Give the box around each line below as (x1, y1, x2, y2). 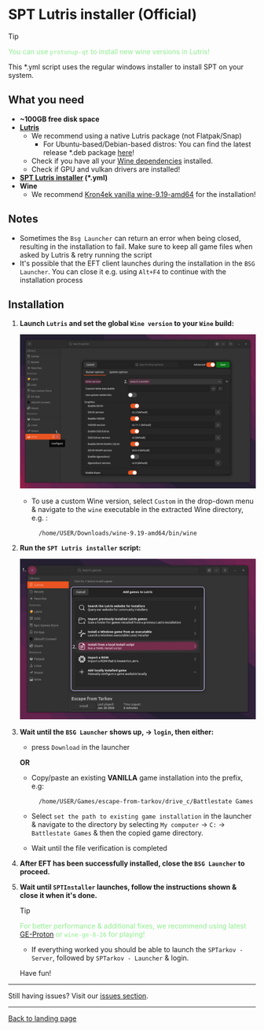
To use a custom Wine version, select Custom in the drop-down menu (31, 496, 254, 506)
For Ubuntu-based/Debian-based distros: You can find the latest (42, 139, 251, 149)
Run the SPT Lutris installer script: (19, 543, 141, 552)
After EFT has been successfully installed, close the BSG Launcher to (19, 859, 245, 868)
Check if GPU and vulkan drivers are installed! (31, 164, 181, 174)
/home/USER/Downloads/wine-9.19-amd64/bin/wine (38, 529, 198, 537)
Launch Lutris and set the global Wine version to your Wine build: (19, 319, 234, 328)
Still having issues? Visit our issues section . (8, 991, 149, 1001)
